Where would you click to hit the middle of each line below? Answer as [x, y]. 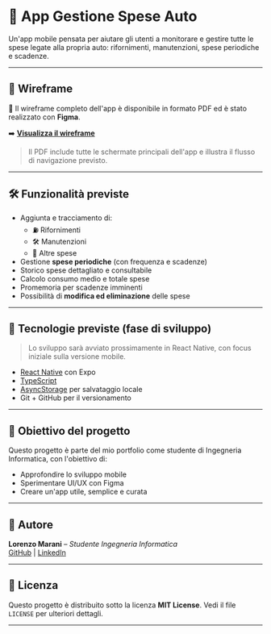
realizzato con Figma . [44, 117]
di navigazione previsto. [68, 160]
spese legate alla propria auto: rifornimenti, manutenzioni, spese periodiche [134, 47]
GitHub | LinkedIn [37, 553]
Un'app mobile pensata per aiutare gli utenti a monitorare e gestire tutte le [131, 39]
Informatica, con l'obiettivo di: [58, 459]
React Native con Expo [58, 372]
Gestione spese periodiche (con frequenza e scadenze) [114, 261]
